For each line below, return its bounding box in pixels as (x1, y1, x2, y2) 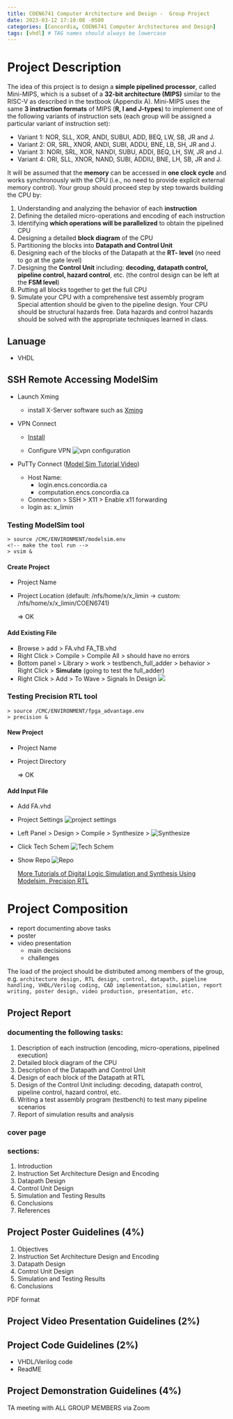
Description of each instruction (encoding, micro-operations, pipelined (17, 1043, 220, 1052)
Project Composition (7, 901, 129, 917)
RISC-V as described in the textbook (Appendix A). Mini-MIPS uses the (7, 97, 211, 106)
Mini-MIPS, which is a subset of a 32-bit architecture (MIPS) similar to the (7, 90, 221, 98)
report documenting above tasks (17, 924, 111, 933)
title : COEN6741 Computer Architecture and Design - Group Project (7, 10, 210, 17)
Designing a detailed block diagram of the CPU (17, 234, 154, 242)
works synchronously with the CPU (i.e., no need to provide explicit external (7, 176, 225, 184)
